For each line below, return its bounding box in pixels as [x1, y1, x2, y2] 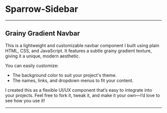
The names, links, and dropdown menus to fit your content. [12, 77, 134, 83]
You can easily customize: [5, 62, 59, 68]
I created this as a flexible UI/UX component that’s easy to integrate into [5, 87, 153, 93]
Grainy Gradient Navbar [5, 29, 81, 38]
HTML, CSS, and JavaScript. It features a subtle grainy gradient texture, [5, 48, 152, 54]
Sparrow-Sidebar [5, 3, 79, 15]
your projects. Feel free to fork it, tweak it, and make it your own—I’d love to [5, 92, 160, 98]
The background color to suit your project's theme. [12, 72, 117, 78]
